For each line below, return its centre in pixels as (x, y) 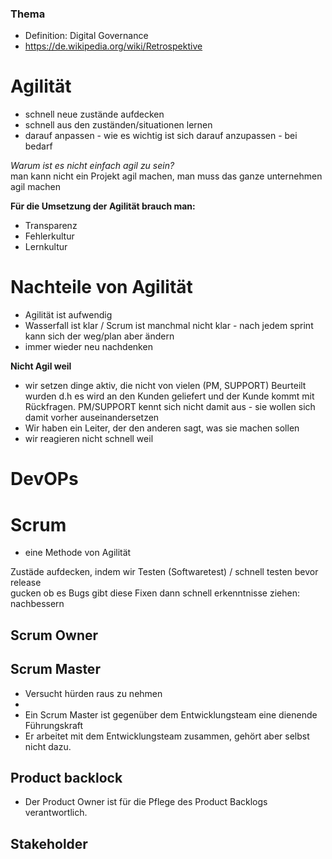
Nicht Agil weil (41, 366)
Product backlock (66, 777)
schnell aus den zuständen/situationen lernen (118, 125)
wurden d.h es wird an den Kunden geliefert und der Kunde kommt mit (169, 396)
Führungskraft (54, 725)
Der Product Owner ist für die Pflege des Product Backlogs (146, 802)
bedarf (38, 146)
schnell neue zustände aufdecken (94, 114)
